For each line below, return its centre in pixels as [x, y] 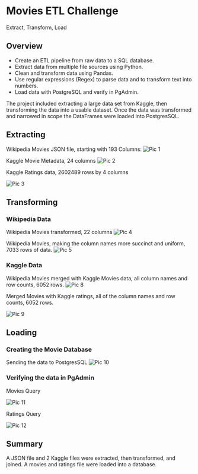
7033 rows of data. [29, 250]
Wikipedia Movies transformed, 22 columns [59, 232]
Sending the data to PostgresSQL [47, 362]
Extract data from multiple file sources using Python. [79, 67]
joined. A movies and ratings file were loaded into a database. [82, 464]
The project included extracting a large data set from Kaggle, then [87, 103]
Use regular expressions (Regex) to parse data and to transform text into [103, 79]
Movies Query [23, 391]
